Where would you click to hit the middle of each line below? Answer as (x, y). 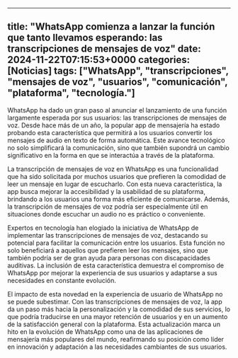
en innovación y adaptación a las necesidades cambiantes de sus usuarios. (117, 347)
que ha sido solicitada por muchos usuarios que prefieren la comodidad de (117, 176)
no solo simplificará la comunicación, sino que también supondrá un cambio (119, 148)
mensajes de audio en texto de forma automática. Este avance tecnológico (116, 140)
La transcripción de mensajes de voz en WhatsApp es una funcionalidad (113, 169)
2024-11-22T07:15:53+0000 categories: (98, 60)
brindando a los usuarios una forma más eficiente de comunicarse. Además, (119, 199)
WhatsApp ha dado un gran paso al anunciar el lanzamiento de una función (117, 110)
